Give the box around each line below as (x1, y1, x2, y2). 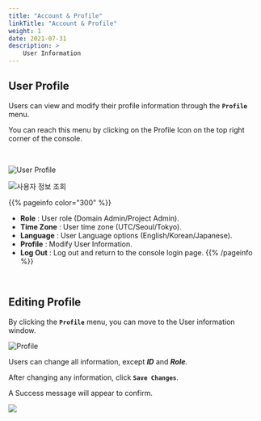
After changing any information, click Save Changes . (8, 373, 179, 382)
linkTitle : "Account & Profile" (8, 19, 117, 27)
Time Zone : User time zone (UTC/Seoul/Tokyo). (19, 221, 182, 231)
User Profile (8, 79, 70, 93)
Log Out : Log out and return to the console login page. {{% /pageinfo (19, 247, 253, 257)
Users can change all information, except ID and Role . (8, 356, 188, 366)
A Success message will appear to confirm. (8, 388, 154, 398)
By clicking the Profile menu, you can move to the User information (8, 317, 236, 326)
